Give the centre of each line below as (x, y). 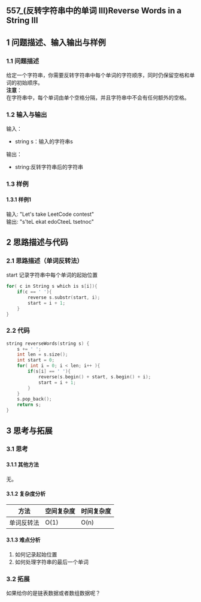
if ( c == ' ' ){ (34, 292)
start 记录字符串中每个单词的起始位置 (52, 275)
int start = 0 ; (36, 360)
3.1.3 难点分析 (23, 540)
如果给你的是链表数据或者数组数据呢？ (53, 593)
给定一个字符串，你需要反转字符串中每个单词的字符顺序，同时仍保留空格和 (98, 75)
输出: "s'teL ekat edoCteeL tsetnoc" (50, 221)
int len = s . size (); (42, 355)
